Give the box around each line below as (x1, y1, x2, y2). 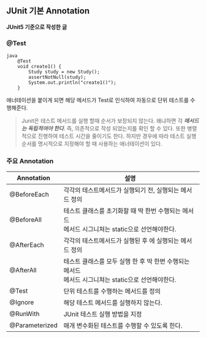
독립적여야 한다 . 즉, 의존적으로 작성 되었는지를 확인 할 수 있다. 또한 (27, 125, 186, 132)
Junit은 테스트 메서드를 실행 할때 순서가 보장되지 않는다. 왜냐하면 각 (21, 117, 183, 124)
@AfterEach (9, 241, 44, 249)
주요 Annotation (6, 157, 54, 165)
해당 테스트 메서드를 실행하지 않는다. (63, 299, 162, 307)
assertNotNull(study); (28, 74, 86, 81)
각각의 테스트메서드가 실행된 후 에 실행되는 (63, 236, 180, 245)
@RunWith (9, 310, 40, 318)
